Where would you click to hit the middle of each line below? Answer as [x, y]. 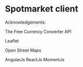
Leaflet [12, 41]
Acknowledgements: [25, 22]
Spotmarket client [42, 9]
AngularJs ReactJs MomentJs [35, 59]
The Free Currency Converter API [38, 31]
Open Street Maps [23, 50]
